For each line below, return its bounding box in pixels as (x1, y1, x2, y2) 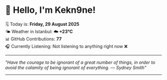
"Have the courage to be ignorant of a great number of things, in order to (5, 59, 156, 65)
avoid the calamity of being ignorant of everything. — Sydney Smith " (5, 64, 147, 71)
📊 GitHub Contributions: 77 (5, 36, 62, 41)
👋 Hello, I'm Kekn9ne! (5, 4, 96, 16)
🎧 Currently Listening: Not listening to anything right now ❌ (5, 43, 128, 49)
